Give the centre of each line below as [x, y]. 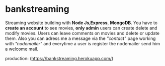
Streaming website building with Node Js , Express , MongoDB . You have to [81, 23]
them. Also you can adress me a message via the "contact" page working [81, 38]
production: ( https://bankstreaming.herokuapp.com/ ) [59, 58]
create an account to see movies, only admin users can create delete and [81, 28]
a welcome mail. [22, 49]
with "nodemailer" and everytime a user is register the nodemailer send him [82, 43]
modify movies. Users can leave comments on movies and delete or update [82, 33]
